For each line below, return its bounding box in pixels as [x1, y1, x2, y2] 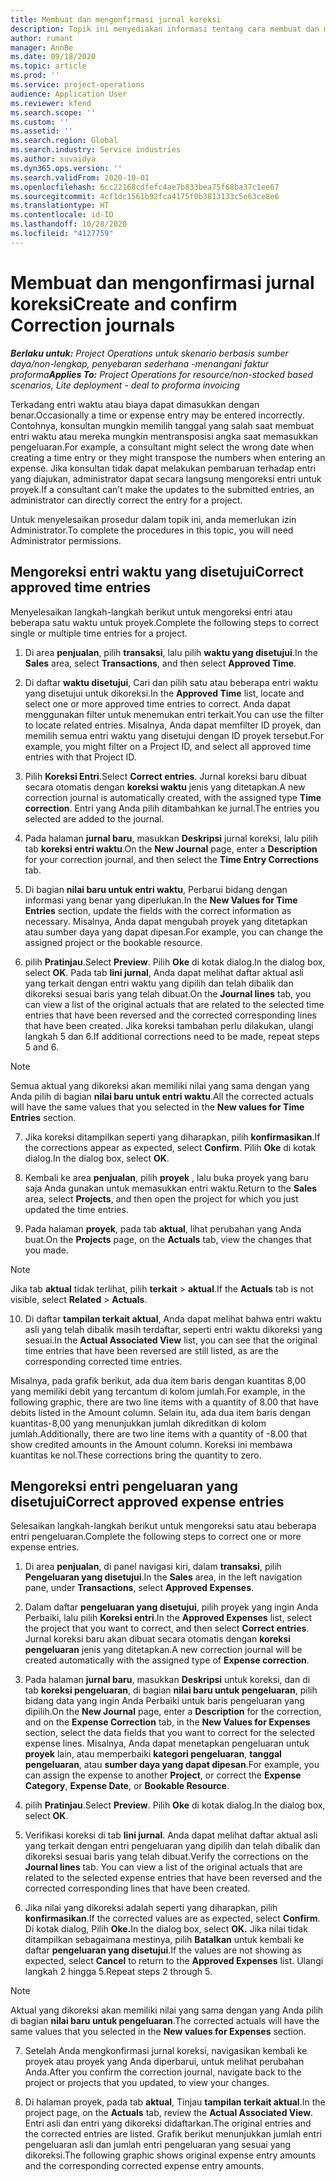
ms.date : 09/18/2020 [10, 52, 97, 62]
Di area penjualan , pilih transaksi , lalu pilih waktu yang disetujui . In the [24, 646, 318, 658]
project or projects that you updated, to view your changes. [24, 2077, 270, 2089]
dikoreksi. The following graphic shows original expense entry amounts [24, 2149, 317, 2161]
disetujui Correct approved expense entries [10, 1493, 285, 1510]
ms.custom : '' [10, 117, 70, 127]
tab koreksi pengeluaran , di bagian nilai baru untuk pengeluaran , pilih [24, 1684, 318, 1696]
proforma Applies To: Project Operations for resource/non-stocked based [10, 368, 314, 380]
